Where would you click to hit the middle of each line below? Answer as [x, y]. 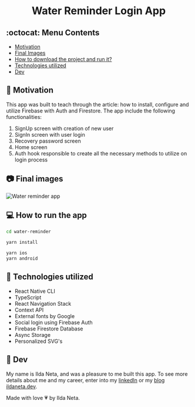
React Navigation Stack [43, 303]
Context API [29, 310]
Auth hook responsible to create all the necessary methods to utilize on [101, 153]
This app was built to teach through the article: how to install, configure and [97, 104]
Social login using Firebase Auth [53, 322]
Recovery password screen [48, 141]
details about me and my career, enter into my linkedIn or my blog [85, 380]
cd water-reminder [28, 232]
